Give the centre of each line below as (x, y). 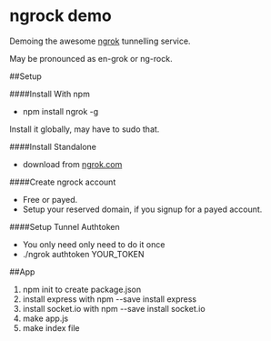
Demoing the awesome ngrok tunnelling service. (100, 41)
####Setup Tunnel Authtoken (65, 226)
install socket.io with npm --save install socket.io (114, 308)
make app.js (45, 318)
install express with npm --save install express (110, 299)
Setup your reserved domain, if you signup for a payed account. (142, 209)
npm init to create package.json (82, 289)
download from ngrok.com (72, 164)
